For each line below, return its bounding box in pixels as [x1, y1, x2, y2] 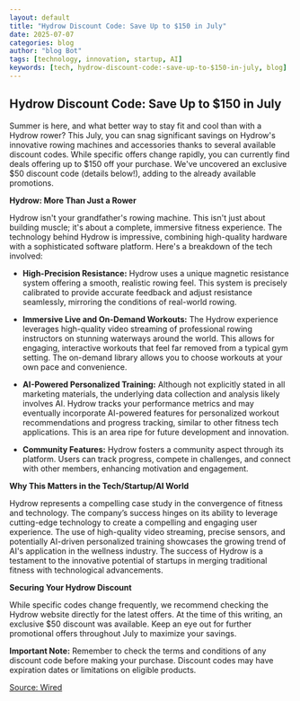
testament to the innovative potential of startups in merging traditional [9, 555, 268, 565]
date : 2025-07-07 [9, 30, 75, 39]
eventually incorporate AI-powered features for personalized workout [22, 407, 280, 418]
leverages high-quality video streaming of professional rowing [22, 323, 253, 334]
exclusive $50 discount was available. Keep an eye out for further [9, 618, 252, 629]
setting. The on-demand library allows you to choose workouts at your [22, 352, 283, 363]
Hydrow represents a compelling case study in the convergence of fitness [9, 497, 283, 508]
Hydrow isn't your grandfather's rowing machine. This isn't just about [9, 212, 266, 223]
